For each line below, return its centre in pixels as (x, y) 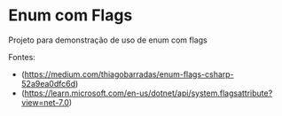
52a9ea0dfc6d (48, 83)
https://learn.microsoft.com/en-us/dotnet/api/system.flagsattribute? (149, 93)
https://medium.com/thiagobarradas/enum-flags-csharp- (129, 74)
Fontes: (22, 57)
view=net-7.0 (45, 102)
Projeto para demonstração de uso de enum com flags (108, 40)
